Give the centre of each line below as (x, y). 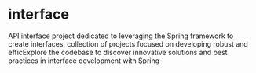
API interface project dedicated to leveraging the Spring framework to (121, 36)
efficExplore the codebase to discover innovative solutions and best (118, 52)
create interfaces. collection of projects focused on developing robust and (128, 43)
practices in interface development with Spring (84, 61)
